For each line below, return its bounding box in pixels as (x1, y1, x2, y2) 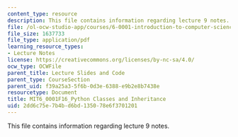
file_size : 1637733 (7, 30, 65, 37)
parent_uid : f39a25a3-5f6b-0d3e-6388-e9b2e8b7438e (7, 83, 160, 90)
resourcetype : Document (7, 89, 78, 96)
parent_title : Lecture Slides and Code (7, 69, 125, 76)
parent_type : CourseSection (7, 76, 91, 83)
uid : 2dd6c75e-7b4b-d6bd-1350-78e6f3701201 (7, 102, 138, 109)
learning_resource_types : (7, 43, 84, 50)
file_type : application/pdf (7, 37, 91, 44)
